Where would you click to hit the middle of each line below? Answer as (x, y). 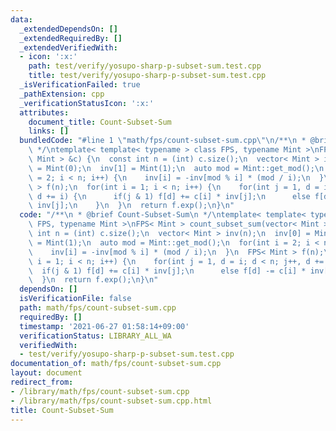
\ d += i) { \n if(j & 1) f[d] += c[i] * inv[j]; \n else (169, 196)
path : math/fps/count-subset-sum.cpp (98, 308)
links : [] (49, 131)
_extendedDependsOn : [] (68, 29)
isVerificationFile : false (75, 299)
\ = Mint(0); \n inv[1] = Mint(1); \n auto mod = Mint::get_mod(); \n (176, 168)
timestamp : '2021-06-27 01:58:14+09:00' (104, 326)
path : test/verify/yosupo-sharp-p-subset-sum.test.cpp (145, 66)
